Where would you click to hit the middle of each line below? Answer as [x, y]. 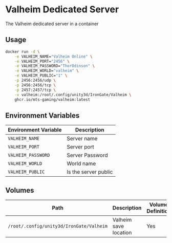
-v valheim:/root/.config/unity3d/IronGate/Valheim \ [73, 95]
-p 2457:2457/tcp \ [35, 90]
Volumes [20, 190]
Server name [82, 139]
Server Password [87, 155]
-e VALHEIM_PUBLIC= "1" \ [41, 76]
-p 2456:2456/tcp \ [35, 85]
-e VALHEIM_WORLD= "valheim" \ [47, 71]
